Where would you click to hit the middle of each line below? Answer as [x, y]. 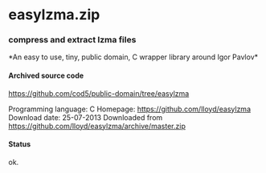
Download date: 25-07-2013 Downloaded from [86, 117]
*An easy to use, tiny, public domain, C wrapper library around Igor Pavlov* [133, 57]
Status [20, 144]
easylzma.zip [54, 15]
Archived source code [46, 76]
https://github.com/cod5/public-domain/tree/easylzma [99, 93]
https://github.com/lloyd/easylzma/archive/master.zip [97, 126]
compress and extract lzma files [72, 40]
